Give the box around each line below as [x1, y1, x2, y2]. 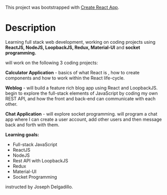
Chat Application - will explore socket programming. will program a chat [5, 110, 158, 117]
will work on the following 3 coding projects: [5, 60, 98, 66]
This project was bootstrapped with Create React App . [5, 5, 120, 10]
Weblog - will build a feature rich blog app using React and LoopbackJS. [5, 85, 158, 91]
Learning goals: [5, 131, 39, 137]
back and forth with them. [5, 122, 60, 128]
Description [5, 22, 56, 34]
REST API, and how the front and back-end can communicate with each [5, 95, 156, 101]
